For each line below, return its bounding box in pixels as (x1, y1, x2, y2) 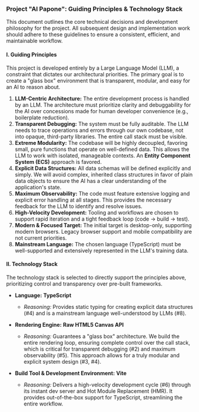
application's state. (14, 184, 62, 191)
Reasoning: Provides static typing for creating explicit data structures (23, 303, 193, 310)
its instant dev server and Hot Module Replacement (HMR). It (23, 387, 173, 395)
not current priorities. (14, 234, 67, 241)
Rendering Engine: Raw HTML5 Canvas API (14, 321, 124, 328)
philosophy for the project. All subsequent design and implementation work (6, 24, 190, 32)
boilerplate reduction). (14, 114, 70, 121)
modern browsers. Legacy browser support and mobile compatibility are (14, 228, 192, 235)
